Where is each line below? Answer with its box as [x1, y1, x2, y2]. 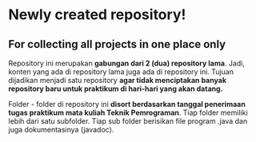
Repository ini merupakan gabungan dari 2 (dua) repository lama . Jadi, [8, 58, 246, 68]
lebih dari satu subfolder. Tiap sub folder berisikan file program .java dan [8, 116, 248, 125]
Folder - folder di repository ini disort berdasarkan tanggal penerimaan [8, 100, 246, 108]
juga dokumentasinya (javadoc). [8, 125, 114, 134]
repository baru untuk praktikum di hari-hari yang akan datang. [8, 84, 223, 93]
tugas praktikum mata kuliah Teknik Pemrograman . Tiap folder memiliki [8, 108, 248, 117]
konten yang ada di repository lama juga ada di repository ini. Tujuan [8, 67, 234, 77]
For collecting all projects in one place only [8, 37, 226, 51]
